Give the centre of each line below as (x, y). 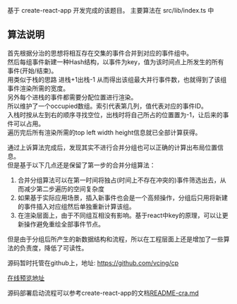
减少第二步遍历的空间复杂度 (64, 188)
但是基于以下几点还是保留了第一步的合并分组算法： (81, 165)
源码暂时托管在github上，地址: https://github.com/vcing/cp (93, 262)
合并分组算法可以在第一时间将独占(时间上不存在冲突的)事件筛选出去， (119, 180)
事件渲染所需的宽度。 (38, 88)
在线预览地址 (26, 278)
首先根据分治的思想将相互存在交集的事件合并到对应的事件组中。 (100, 53)
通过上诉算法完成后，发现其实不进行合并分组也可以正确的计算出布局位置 (112, 147)
